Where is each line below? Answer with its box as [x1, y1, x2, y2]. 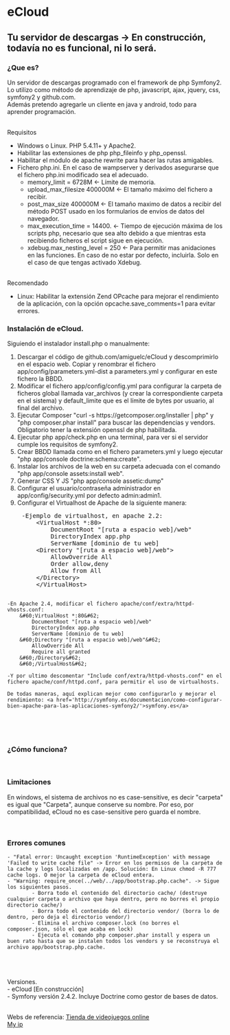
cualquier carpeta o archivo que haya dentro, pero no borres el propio [7, 896, 220, 903]
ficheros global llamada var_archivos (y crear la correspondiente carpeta [16, 389, 223, 398]
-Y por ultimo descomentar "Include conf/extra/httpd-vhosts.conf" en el [7, 672, 223, 680]
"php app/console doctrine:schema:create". [16, 455, 141, 464]
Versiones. [7, 978, 38, 986]
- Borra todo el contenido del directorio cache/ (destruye [32, 890, 207, 897]
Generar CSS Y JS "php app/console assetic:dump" [16, 477, 164, 485]
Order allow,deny [50, 560, 109, 568]
